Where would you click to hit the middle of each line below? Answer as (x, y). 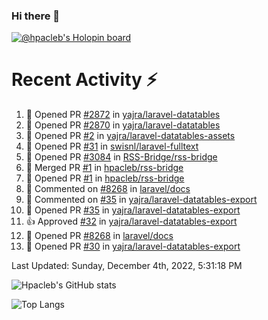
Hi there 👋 (36, 16)
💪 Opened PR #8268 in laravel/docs (99, 236)
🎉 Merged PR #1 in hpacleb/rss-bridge (104, 168)
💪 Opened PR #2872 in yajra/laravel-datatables (123, 115)
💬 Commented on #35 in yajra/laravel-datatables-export (141, 200)
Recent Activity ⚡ (84, 80)
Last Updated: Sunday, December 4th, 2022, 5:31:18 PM (127, 266)
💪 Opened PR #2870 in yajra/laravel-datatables (123, 125)
